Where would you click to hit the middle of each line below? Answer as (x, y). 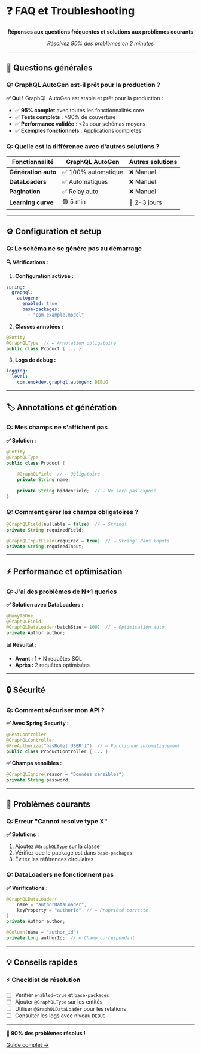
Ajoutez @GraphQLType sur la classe (57, 846)
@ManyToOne (20, 616)
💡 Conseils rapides (42, 962)
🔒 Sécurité (26, 690)
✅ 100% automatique (93, 172)
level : (20, 377)
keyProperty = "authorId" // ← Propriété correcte (83, 910)
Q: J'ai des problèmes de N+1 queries (62, 592)
